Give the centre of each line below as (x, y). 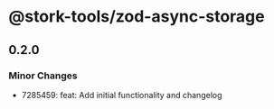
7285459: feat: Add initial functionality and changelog (122, 95)
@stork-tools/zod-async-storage (137, 17)
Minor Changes (43, 76)
